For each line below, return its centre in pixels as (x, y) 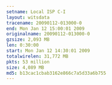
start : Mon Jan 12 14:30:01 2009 (48, 51)
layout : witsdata (28, 17)
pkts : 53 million (28, 62)
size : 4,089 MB (25, 67)
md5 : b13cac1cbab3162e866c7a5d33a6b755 (56, 73)
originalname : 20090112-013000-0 (48, 34)
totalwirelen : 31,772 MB (37, 56)
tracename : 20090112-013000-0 (44, 23)
